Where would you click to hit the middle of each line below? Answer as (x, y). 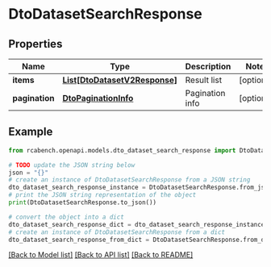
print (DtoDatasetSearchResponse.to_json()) (83, 202)
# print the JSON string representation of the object (102, 195)
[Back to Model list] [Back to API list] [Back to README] (101, 255)
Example (31, 132)
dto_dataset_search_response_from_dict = (79, 240)
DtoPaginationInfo (98, 98)
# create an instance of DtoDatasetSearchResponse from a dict (117, 232)
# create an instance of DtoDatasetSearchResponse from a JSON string (129, 180)
